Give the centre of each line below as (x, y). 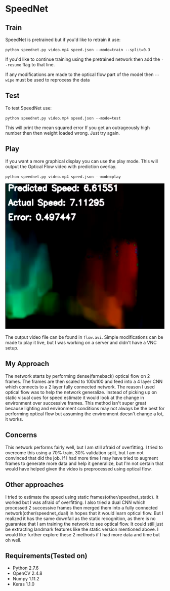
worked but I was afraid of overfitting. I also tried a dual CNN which (75, 502)
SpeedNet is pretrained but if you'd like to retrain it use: (63, 40)
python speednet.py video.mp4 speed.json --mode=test (63, 118)
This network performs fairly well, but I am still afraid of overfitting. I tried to (84, 447)
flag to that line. (39, 65)
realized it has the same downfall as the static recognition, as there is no (80, 518)
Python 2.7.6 (26, 568)
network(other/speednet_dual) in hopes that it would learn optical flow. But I (84, 513)
